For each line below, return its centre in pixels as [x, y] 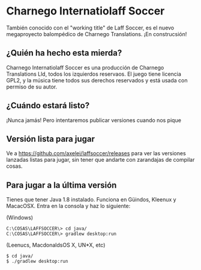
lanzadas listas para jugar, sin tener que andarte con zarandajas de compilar [100, 160]
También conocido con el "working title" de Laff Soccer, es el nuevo [90, 28]
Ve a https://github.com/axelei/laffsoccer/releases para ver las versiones [96, 153]
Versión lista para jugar [50, 139]
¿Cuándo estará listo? [48, 106]
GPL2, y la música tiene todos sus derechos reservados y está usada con [97, 80]
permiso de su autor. [32, 87]
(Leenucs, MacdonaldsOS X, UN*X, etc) [56, 245]
